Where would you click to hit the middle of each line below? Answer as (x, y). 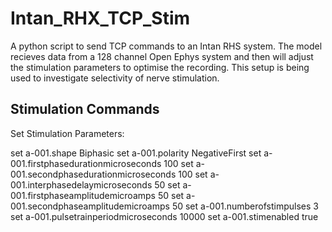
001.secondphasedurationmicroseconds (93, 174)
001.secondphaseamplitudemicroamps (90, 206)
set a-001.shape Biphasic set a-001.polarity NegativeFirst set (136, 153)
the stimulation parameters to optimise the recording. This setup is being (160, 67)
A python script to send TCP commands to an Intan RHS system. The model (166, 46)
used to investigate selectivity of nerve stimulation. (115, 78)
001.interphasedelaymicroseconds (81, 184)
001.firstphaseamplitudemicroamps (83, 195)
